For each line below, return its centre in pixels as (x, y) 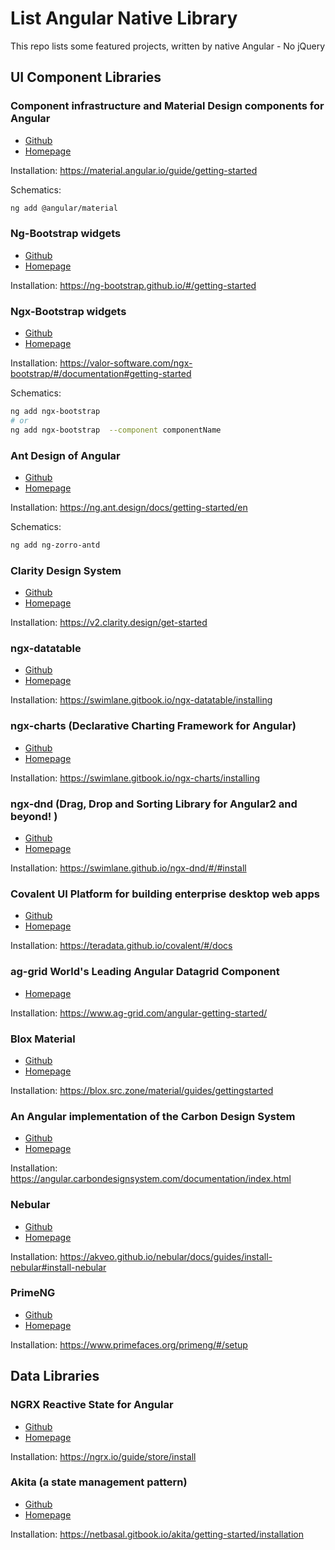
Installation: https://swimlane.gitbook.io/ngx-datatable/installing (141, 700)
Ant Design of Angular (65, 455)
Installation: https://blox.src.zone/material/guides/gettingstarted (142, 1090)
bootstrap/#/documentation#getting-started (101, 374)
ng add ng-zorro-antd (55, 545)
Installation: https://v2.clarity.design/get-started (109, 623)
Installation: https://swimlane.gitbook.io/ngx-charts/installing (135, 778)
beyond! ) (34, 816)
